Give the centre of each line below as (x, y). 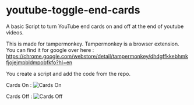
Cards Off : (19, 96)
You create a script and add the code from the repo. (68, 73)
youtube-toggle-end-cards (73, 10)
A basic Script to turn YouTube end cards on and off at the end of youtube (95, 26)
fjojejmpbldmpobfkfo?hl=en (39, 62)
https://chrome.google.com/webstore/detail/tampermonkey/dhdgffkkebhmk (97, 56)
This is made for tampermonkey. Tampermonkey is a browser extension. (93, 44)
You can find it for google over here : (50, 50)
